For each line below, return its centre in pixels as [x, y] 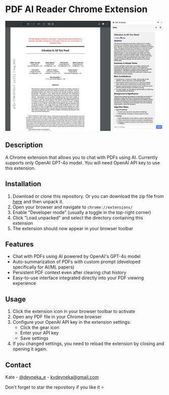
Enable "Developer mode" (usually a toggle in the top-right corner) [82, 212]
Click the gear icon [40, 328]
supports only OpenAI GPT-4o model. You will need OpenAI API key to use [83, 162]
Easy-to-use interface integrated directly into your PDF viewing [78, 278]
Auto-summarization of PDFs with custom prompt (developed [76, 262]
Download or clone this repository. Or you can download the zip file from [88, 196]
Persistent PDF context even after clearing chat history [69, 273]
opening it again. [30, 349]
